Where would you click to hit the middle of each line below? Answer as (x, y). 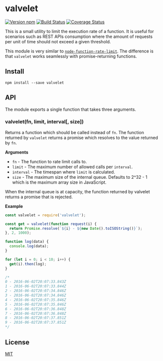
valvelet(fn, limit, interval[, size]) (45, 122)
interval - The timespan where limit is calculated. (63, 172)
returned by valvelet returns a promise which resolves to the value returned (81, 138)
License (17, 342)
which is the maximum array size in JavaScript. (59, 182)
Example (14, 206)
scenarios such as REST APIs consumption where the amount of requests (79, 36)
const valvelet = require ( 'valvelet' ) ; (45, 215)
